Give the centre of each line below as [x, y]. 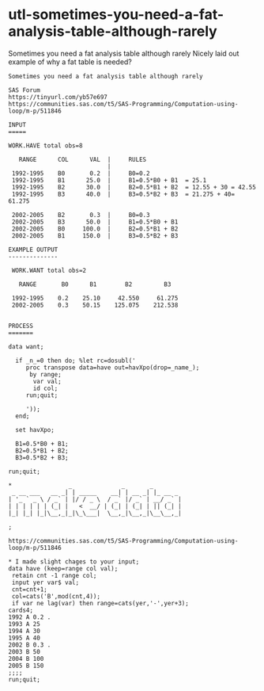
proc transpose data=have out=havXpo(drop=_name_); [113, 367]
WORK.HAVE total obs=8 [45, 145]
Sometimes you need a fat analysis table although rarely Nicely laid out [124, 53]
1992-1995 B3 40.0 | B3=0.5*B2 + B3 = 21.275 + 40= [123, 194]
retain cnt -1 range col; [54, 575]
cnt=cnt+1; [29, 589]
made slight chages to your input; [81, 561]
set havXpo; [35, 429]
